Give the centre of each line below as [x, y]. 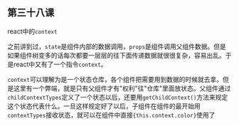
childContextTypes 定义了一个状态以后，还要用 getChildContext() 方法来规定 [118, 97]
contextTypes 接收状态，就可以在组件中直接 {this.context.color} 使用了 [111, 115]
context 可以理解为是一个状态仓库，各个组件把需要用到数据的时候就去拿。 [115, 79]
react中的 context [32, 31]
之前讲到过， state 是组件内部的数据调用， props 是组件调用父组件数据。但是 [117, 46]
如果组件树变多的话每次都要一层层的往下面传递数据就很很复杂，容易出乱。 [116, 55]
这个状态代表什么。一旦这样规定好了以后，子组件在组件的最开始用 [104, 106]
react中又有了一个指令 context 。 [60, 64]
